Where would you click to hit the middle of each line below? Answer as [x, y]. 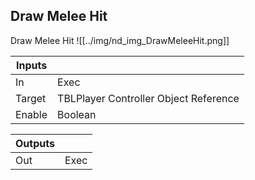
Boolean [77, 114]
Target [31, 98]
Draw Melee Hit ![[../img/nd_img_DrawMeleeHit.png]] [120, 40]
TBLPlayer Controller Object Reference [148, 98]
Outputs [35, 143]
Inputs [31, 65]
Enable [31, 114]
